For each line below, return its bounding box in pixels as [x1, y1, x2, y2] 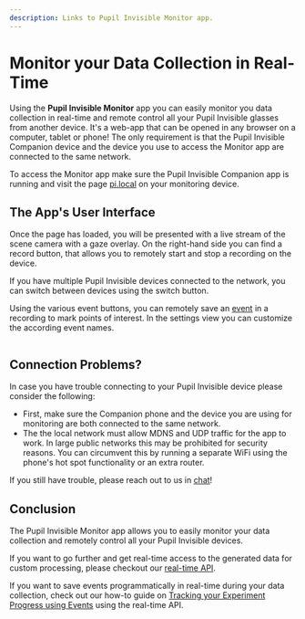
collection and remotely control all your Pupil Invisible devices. [9, 535, 244, 546]
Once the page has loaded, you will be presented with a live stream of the [9, 229, 286, 240]
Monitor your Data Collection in [9, 52, 250, 73]
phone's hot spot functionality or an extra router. [22, 457, 205, 468]
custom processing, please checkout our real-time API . [9, 562, 217, 573]
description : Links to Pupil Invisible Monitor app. [9, 13, 214, 23]
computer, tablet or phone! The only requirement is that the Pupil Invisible [9, 131, 285, 142]
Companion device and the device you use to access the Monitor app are [9, 141, 285, 152]
